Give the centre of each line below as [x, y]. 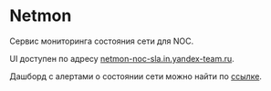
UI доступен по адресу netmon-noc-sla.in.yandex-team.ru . [122, 58]
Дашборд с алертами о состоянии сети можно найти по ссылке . [136, 76]
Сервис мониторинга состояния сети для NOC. [102, 41]
